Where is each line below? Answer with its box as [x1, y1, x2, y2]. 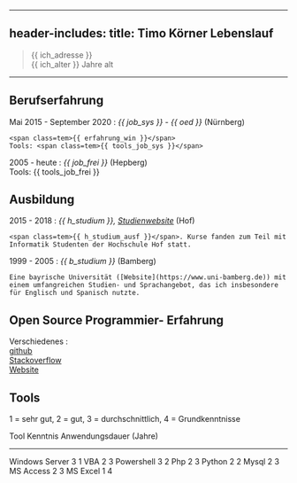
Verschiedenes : [9, 336, 69, 347]
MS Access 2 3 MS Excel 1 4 [9, 466, 113, 477]
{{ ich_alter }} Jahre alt [30, 58, 114, 69]
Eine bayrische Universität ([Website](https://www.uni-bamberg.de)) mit [9, 273, 287, 282]
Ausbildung [9, 192, 75, 207]
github [9, 346, 33, 356]
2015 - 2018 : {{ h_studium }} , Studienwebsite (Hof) [9, 215, 195, 226]
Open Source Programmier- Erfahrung [9, 312, 224, 328]
